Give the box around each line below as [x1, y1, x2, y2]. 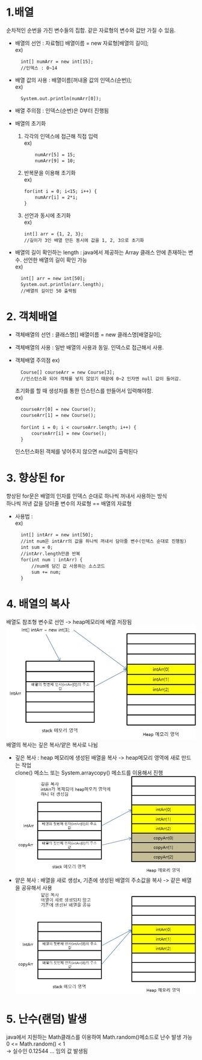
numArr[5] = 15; [35, 151, 76, 157]
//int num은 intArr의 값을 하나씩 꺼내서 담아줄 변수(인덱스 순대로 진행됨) [20, 538, 187, 544]
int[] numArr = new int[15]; [20, 59, 94, 65]
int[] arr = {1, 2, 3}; [23, 230, 84, 237]
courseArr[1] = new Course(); [20, 412, 96, 418]
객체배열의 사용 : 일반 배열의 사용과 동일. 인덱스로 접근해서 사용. [14, 343, 164, 351]
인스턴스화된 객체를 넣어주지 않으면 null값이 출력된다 [14, 448, 138, 455]
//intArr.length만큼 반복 [20, 550, 81, 557]
